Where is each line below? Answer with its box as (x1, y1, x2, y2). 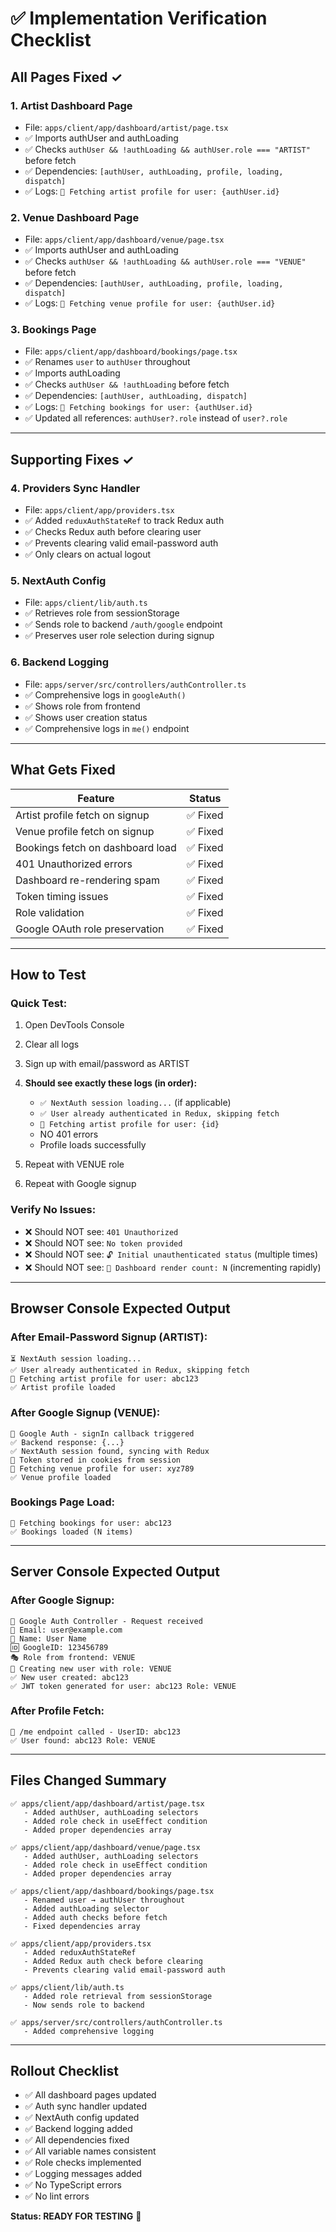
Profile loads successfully (39, 1139, 147, 1151)
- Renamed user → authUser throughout (23, 1895, 186, 1905)
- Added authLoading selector (23, 1903, 150, 1914)
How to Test (10, 966, 87, 983)
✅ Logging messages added (24, 2168, 143, 2180)
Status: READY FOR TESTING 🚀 (10, 2210, 142, 2222)
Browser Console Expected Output (10, 1300, 231, 1317)
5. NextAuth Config (10, 574, 107, 588)
